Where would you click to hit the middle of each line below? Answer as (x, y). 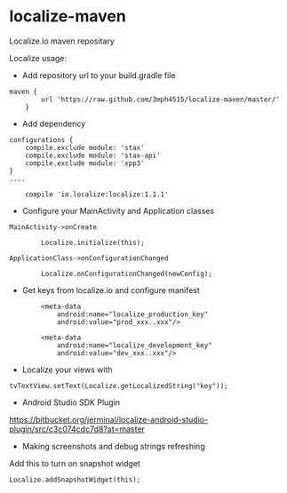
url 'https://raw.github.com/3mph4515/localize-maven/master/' (160, 99)
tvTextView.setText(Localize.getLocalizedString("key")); (119, 386)
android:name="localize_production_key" (132, 314)
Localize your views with (67, 370)
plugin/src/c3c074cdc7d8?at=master (77, 429)
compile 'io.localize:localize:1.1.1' (97, 194)
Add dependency (54, 123)
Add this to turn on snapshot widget (75, 463)
